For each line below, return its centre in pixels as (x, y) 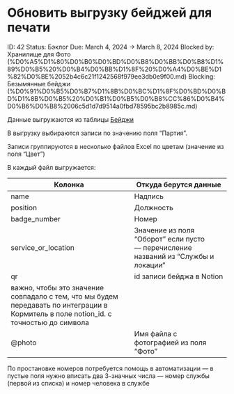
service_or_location (43, 247)
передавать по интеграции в (59, 305)
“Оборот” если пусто (170, 239)
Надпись (149, 196)
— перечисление (163, 247)
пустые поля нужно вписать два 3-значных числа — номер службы (109, 376)
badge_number (36, 219)
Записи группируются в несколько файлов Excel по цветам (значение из (116, 146)
